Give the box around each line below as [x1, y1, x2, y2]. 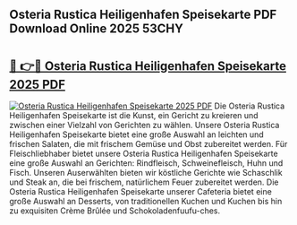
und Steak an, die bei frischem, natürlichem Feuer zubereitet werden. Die [9, 177, 279, 187]
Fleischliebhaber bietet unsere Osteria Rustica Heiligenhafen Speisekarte [9, 148, 279, 159]
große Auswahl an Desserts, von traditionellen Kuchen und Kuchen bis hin [9, 196, 283, 206]
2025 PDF [9, 76, 65, 92]
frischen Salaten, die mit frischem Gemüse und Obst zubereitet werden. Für [9, 139, 288, 149]
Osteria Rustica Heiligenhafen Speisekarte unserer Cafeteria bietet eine [9, 186, 273, 196]
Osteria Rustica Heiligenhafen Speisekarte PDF [9, 7, 277, 22]
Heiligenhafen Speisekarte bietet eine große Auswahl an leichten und [9, 129, 264, 140]
